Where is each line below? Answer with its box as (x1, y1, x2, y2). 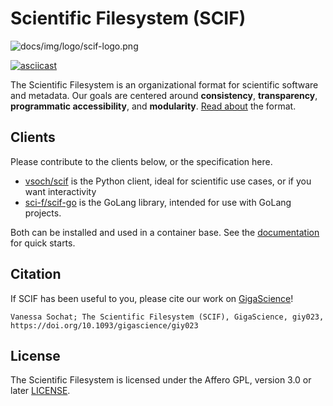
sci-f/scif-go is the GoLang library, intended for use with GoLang (24, 196, 292, 208)
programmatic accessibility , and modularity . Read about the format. (10, 100, 297, 112)
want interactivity (24, 185, 97, 197)
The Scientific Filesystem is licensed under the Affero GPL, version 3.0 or (10, 374, 312, 386)
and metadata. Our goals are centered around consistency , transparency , (10, 89, 318, 101)
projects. (24, 207, 62, 219)
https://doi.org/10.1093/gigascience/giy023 (10, 320, 199, 331)
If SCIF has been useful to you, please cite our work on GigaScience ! (10, 292, 294, 304)
